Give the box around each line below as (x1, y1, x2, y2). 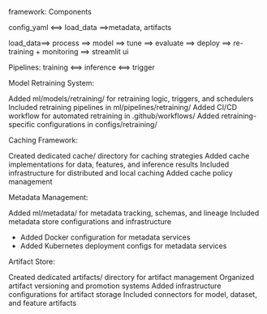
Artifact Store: (8, 257, 55, 266)
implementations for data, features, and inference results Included (8, 159, 230, 169)
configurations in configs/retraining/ (37, 120, 157, 129)
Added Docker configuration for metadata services (19, 232, 191, 242)
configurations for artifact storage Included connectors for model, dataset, (8, 290, 257, 299)
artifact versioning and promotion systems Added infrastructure (8, 281, 222, 291)
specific (8, 120, 36, 129)
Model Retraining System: (8, 78, 95, 87)
